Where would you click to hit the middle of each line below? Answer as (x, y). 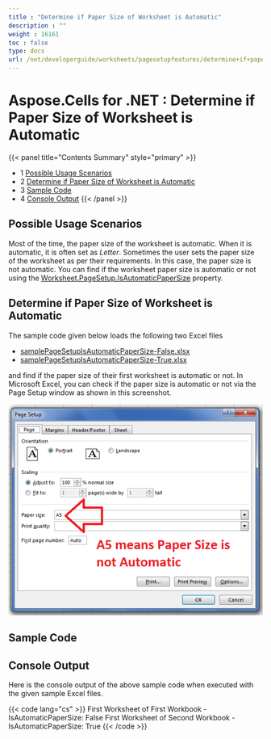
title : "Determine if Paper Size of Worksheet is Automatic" (115, 17)
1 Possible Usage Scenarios (66, 173)
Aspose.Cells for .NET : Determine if (132, 101)
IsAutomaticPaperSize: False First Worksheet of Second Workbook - (122, 718)
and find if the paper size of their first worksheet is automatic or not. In (126, 375)
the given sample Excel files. (56, 694)
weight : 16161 (34, 34)
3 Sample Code (46, 190)
